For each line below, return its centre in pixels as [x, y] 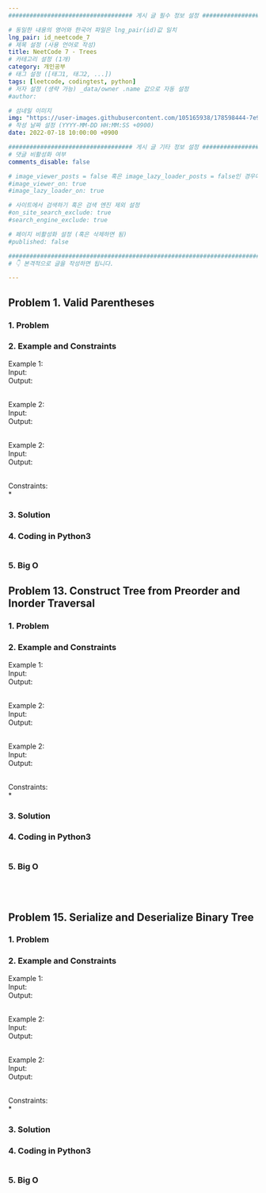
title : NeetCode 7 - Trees [53, 52]
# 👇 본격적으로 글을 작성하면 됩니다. [61, 264]
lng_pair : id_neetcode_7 [49, 37]
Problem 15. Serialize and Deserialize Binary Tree [131, 917]
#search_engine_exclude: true [58, 220]
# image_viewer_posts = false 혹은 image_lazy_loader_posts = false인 [125, 176]
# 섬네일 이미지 [30, 111]
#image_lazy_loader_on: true [56, 191]
